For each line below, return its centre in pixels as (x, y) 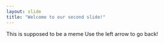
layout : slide (24, 11)
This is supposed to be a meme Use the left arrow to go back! (82, 34)
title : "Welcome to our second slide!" (56, 17)
